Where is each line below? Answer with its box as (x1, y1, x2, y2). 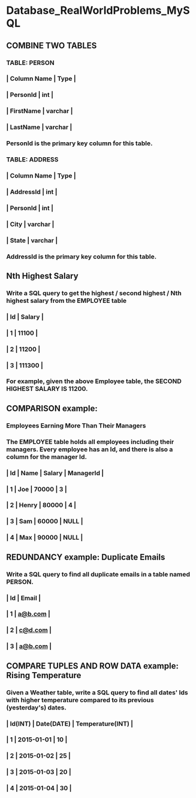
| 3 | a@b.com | (6, 642, 52, 650)
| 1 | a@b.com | (6, 609, 51, 618)
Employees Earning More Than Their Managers (6, 421, 146, 429)
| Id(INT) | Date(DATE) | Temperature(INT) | (6, 719, 134, 728)
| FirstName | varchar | (6, 107, 73, 115)
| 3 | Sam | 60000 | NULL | (6, 517, 83, 526)
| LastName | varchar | (6, 123, 73, 131)
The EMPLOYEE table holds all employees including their (6, 437, 174, 446)
